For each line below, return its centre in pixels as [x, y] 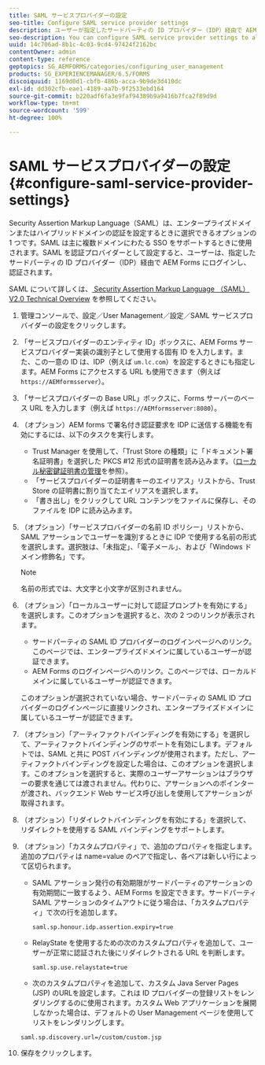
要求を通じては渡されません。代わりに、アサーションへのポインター [144, 783]
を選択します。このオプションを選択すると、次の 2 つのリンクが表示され [138, 615]
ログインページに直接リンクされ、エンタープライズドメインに [154, 707]
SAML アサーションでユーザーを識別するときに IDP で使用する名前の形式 [138, 537]
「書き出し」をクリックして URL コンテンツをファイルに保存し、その [144, 500]
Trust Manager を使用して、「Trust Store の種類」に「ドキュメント [139, 451]
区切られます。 [51, 866]
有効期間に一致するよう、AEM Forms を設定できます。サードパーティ [144, 892]
